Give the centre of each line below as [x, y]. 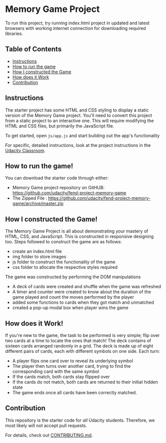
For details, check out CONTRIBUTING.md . [49, 435]
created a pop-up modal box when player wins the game [70, 308]
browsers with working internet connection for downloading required [76, 28]
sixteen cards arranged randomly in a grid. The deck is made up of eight [79, 346]
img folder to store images [39, 257]
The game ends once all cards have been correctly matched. [75, 392]
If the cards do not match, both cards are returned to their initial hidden [85, 382]
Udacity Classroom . [25, 150]
